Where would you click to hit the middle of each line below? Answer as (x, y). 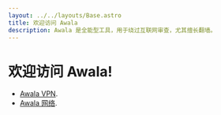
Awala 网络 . (38, 103)
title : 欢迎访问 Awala (43, 23)
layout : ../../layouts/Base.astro (65, 15)
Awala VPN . (39, 94)
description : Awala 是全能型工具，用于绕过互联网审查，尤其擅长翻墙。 (112, 30)
